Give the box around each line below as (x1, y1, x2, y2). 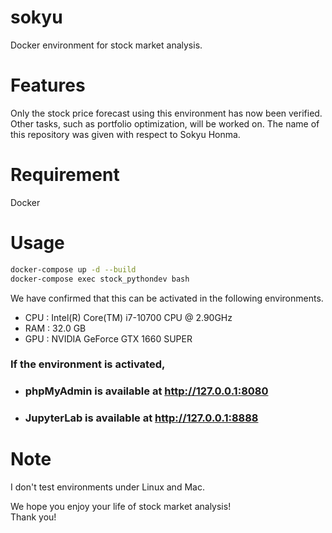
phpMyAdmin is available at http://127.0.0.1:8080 (24, 384, 269, 398)
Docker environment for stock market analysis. (10, 39, 203, 51)
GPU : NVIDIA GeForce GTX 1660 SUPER (24, 332, 193, 345)
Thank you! (10, 511, 57, 523)
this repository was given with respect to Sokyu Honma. (10, 128, 241, 140)
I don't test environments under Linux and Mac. (10, 481, 205, 493)
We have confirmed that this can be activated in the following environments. (10, 292, 324, 304)
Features (10, 74, 86, 97)
